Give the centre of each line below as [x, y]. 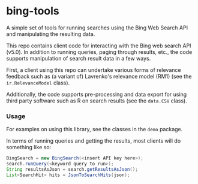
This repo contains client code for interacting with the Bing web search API [99, 46]
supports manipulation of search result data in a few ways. [79, 58]
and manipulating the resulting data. [51, 34]
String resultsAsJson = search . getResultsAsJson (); [72, 169]
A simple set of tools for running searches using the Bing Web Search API [97, 28]
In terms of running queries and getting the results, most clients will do [94, 141]
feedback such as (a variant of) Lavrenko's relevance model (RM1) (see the [99, 76]
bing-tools [33, 11]
